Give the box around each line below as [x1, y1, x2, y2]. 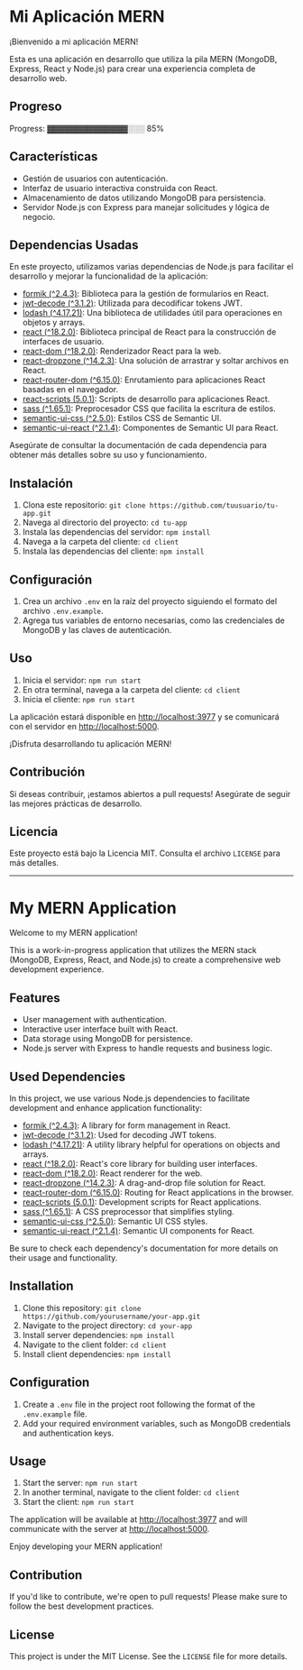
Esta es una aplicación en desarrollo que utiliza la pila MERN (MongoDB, [9, 53, 278, 64]
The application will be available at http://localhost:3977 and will [9, 1514, 248, 1525]
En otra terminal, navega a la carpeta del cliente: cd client [22, 684, 241, 695]
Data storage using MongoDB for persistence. [22, 1033, 194, 1044]
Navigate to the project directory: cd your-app [22, 1319, 193, 1331]
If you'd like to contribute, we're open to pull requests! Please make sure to [9, 1592, 288, 1602]
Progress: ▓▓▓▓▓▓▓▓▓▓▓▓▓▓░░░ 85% [9, 123, 165, 133]
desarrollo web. [9, 72, 68, 83]
